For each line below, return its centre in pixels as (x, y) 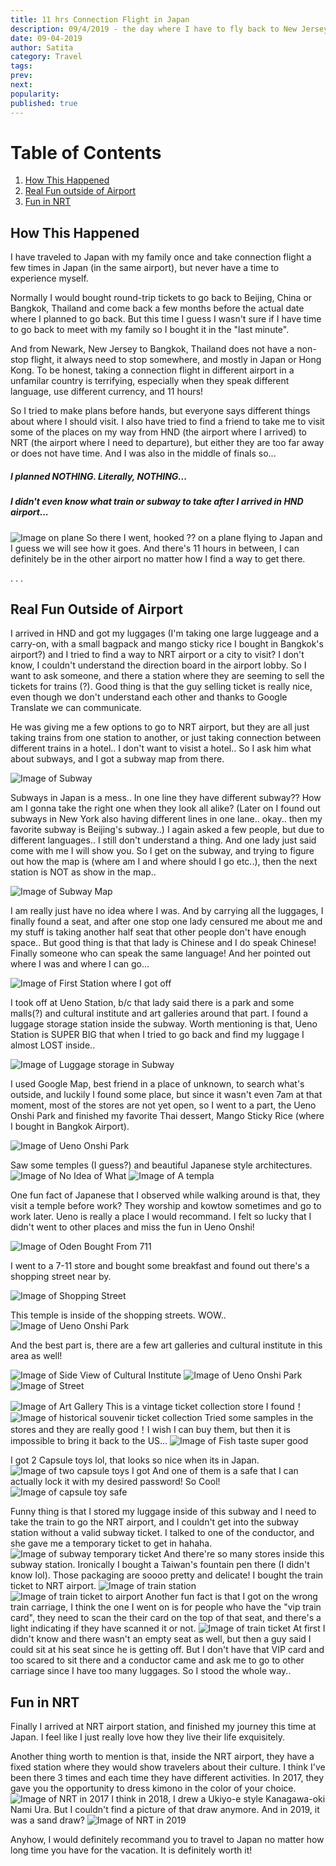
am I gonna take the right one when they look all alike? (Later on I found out (165, 808)
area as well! (36, 1356)
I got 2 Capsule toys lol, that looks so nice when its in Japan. (135, 1460)
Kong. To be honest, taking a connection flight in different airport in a (152, 370)
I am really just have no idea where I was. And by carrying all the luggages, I (167, 911)
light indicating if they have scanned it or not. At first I (168, 1628)
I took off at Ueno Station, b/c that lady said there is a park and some (152, 1003)
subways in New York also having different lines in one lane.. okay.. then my (166, 819)
